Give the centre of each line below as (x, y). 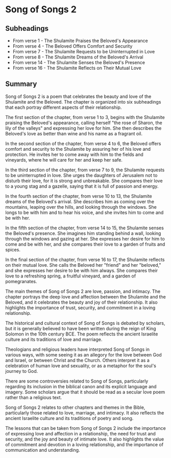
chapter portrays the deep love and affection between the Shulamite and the (86, 296)
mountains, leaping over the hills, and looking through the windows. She (81, 207)
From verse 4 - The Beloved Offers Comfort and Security (72, 46)
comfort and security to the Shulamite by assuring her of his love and (78, 149)
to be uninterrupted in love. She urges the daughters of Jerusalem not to (81, 175)
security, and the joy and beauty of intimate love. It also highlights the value (85, 439)
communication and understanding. (43, 450)
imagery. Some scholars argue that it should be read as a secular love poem (85, 392)
